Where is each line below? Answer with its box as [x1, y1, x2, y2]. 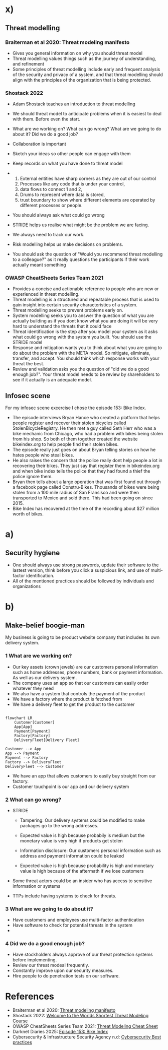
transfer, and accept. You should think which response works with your [12, 355, 159, 361]
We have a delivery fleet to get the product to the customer [12, 701, 135, 707]
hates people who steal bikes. [12, 452, 74, 458]
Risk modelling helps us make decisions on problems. [12, 241, 123, 247]
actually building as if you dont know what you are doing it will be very [12, 318, 158, 324]
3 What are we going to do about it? [5, 905, 94, 912]
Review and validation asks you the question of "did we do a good [12, 366, 149, 372]
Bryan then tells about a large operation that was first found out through [12, 479, 161, 485]
